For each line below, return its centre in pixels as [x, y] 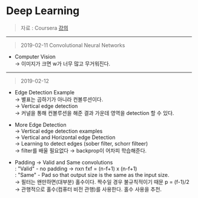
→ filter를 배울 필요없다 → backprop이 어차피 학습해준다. [81, 150]
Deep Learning [43, 11]
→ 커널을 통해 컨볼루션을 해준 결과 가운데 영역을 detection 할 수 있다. [94, 113]
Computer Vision [35, 57]
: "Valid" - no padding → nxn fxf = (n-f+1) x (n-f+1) [76, 169]
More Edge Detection [40, 124]
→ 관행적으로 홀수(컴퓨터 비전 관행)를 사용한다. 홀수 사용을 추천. [88, 189]
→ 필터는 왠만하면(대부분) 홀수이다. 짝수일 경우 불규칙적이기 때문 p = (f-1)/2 [102, 181]
